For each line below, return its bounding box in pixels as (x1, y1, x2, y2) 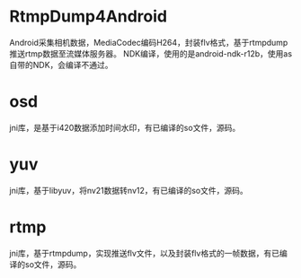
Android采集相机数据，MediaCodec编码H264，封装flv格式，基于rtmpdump (9, 37, 288, 48)
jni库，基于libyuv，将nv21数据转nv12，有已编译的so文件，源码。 (9, 185, 249, 195)
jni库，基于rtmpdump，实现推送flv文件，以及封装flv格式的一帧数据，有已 (9, 248, 280, 258)
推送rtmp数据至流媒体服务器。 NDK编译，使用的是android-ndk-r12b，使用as (9, 48, 293, 59)
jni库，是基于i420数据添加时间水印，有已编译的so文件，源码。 (9, 122, 241, 133)
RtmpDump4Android (9, 6, 168, 27)
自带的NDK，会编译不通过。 (9, 59, 114, 70)
